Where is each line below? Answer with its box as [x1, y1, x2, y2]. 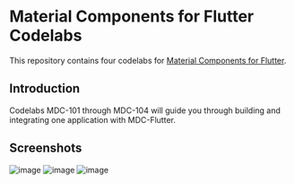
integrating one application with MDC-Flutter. [9, 114, 177, 125]
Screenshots [9, 141, 82, 156]
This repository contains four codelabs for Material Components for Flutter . [9, 55, 287, 66]
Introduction [9, 81, 81, 96]
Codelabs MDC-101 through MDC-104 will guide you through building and [9, 105, 281, 116]
